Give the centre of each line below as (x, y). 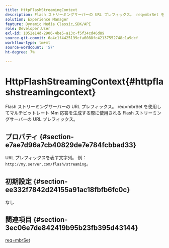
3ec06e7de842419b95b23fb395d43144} (72, 228)
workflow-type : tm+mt (28, 43)
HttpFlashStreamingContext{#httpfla (84, 81)
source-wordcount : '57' (30, 47)
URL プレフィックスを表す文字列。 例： (46, 158)
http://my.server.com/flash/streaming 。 (48, 164)
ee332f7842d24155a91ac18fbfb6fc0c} (68, 190)
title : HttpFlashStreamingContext (41, 10)
